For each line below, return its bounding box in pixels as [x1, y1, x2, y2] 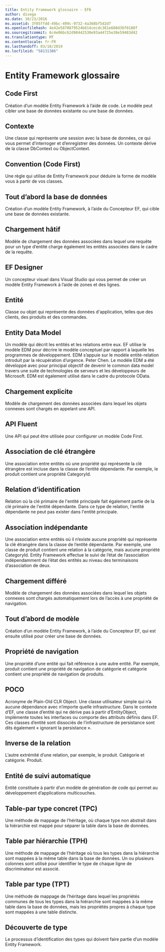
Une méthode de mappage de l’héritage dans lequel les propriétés [5, 893, 140, 899]
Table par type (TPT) [5, 880, 70, 889]
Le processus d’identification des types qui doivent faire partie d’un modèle [5, 936, 159, 942]
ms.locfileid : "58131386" [5, 48, 58, 53]
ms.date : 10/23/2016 [5, 16, 48, 21]
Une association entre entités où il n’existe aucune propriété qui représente [5, 536, 158, 542]
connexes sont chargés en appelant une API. [5, 406, 96, 411]
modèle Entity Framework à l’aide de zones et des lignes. [5, 281, 121, 287]
